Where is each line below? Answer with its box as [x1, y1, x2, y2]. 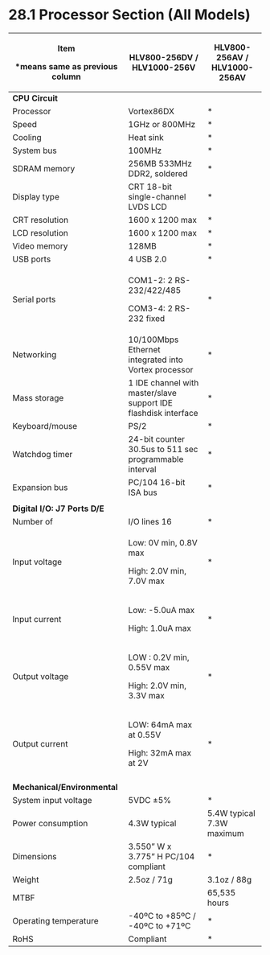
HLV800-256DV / [129, 51, 198, 63]
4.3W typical [128, 817, 177, 829]
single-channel [128, 191, 186, 202]
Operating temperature [12, 915, 99, 926]
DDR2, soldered [128, 167, 188, 179]
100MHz [128, 145, 162, 156]
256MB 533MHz [128, 158, 193, 169]
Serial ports [12, 294, 56, 305]
